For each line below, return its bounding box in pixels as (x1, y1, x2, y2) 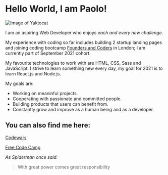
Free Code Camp (5, 144, 41, 150)
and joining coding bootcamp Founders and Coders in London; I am (5, 45, 145, 51)
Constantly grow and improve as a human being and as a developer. (12, 106, 154, 112)
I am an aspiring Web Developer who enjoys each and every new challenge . (5, 29, 163, 35)
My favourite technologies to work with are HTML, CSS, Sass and (5, 60, 141, 66)
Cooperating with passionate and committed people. (12, 96, 122, 102)
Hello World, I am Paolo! (5, 3, 107, 15)
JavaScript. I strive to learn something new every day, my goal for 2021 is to (5, 65, 163, 71)
